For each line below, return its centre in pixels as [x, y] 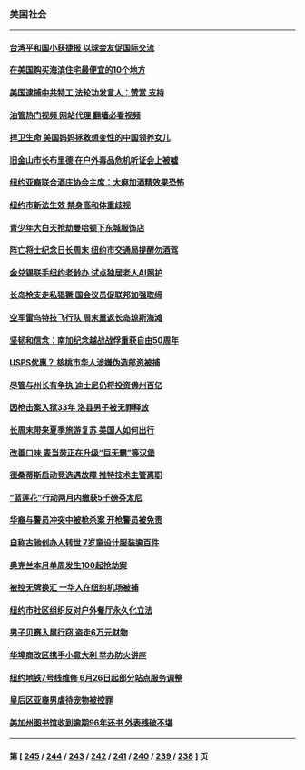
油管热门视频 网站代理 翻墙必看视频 [75, 115]
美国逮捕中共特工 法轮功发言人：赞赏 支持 [87, 93]
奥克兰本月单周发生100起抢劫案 [68, 565]
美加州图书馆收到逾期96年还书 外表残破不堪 [91, 722]
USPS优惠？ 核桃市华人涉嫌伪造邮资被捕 [85, 363]
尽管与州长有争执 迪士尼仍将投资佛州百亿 [86, 385]
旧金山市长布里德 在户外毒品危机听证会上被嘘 [94, 160]
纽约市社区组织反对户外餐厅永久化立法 [81, 610]
